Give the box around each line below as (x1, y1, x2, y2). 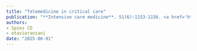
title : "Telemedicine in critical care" (6, 8, 107, 15)
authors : (6, 19, 28, 25)
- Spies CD (6, 25, 33, 31)
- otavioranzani (6, 30, 46, 36)
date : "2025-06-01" (6, 36, 54, 42)
